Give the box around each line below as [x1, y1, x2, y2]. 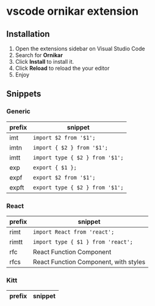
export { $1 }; [32, 164, 77, 171]
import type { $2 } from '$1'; [32, 154, 124, 161]
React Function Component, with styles [32, 258, 145, 266]
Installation [6, 29, 50, 39]
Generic [6, 107, 31, 116]
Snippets [6, 89, 41, 99]
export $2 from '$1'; [32, 174, 96, 181]
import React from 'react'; [32, 228, 115, 235]
